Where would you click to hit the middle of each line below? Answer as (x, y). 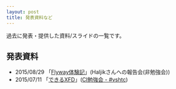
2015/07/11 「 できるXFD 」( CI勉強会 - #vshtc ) (72, 80)
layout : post (23, 12)
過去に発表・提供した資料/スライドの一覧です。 (66, 35)
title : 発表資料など (29, 18)
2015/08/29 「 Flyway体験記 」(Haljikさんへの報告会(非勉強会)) (93, 72)
